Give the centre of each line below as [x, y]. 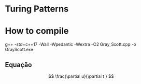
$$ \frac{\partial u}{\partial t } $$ [81, 76]
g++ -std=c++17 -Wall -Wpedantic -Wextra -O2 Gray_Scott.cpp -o [70, 44]
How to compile [37, 31]
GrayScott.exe [19, 50]
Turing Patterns [37, 9]
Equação [19, 64]
